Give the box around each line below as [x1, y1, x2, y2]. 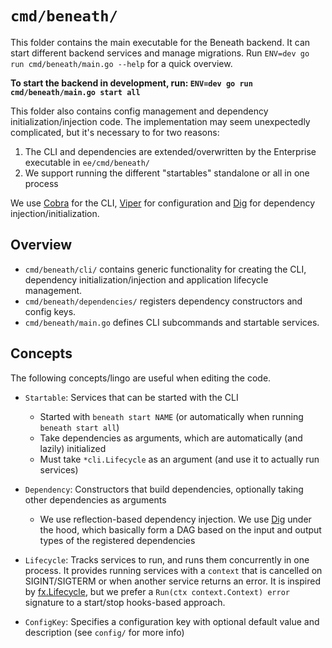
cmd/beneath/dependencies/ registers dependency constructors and [24, 295, 303, 307]
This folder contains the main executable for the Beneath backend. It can [10, 36, 311, 48]
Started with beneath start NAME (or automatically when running [39, 410, 304, 422]
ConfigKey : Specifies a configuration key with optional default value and [24, 615, 320, 627]
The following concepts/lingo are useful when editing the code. [10, 372, 272, 384]
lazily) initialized [39, 442, 107, 454]
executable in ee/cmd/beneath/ [24, 156, 150, 168]
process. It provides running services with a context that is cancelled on [24, 564, 323, 576]
